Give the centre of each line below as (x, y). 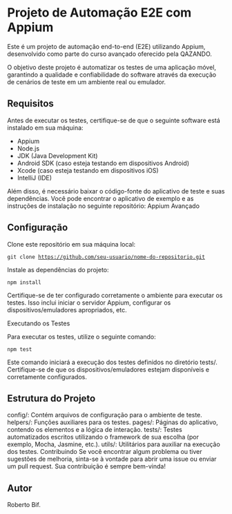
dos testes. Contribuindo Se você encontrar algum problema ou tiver (105, 452)
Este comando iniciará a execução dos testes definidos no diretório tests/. (112, 362)
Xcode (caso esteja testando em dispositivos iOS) (88, 170)
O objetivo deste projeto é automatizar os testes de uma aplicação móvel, (112, 67)
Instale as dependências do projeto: (58, 269)
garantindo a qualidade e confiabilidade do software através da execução (112, 75)
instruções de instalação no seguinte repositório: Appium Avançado (104, 206)
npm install (24, 282)
